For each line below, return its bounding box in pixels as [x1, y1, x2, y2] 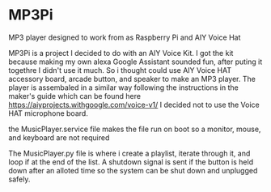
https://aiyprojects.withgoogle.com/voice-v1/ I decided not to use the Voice [8, 100, 260, 109]
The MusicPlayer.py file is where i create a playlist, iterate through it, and [8, 148, 251, 158]
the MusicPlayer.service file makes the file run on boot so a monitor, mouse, [8, 124, 261, 134]
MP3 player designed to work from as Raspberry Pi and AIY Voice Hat [8, 32, 241, 42]
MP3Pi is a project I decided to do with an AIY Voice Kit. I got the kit [8, 48, 234, 58]
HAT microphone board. [8, 108, 89, 118]
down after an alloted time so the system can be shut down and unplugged [8, 165, 258, 175]
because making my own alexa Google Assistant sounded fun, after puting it [8, 57, 263, 66]
